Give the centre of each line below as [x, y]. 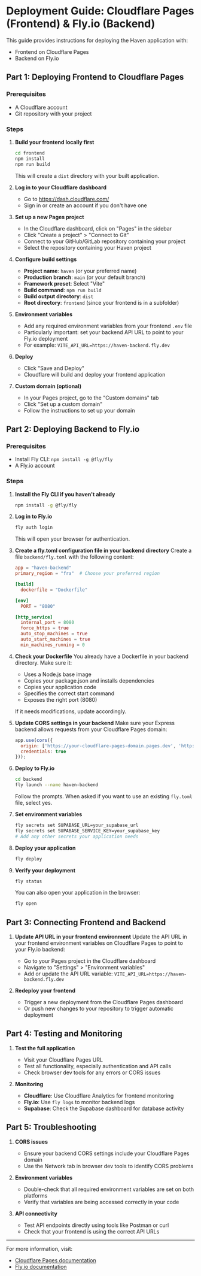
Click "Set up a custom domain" [63, 404]
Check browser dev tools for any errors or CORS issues [92, 1072]
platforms [36, 1195]
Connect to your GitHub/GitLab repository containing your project [104, 241]
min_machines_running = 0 [53, 645]
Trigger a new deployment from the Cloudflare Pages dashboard [103, 1002]
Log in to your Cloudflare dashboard [60, 187]
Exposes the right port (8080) [60, 699]
